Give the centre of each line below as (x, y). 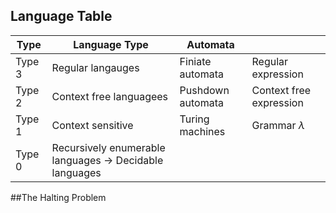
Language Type (111, 44)
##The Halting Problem (58, 197)
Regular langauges (95, 67)
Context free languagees (110, 96)
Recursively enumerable (108, 147)
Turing (194, 119)
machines (202, 131)
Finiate (195, 61)
